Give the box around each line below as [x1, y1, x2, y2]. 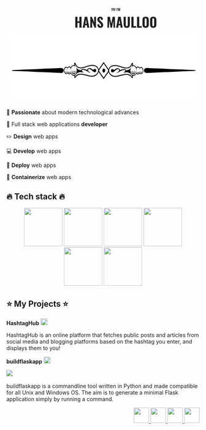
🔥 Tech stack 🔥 [6, 191, 66, 202]
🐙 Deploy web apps [6, 161, 56, 169]
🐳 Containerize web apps [6, 174, 72, 181]
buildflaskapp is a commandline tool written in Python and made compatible [6, 382, 198, 390]
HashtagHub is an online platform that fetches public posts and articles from [6, 331, 199, 339]
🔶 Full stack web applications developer [6, 121, 108, 128]
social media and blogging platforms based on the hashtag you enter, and [6, 337, 193, 345]
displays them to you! [6, 344, 61, 351]
